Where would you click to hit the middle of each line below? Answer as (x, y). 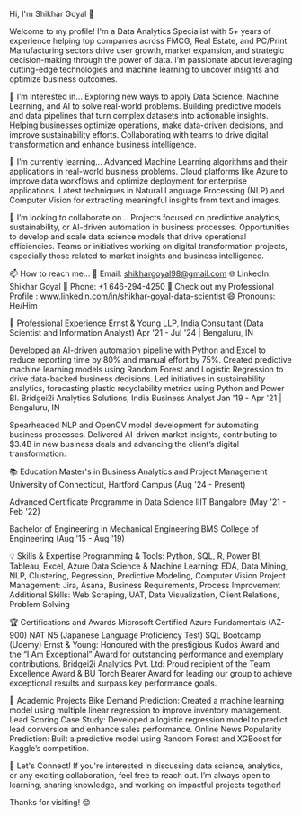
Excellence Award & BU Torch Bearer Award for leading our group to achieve (151, 673)
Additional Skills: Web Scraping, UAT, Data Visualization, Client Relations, (145, 595)
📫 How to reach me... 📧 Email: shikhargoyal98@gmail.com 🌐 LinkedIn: (140, 273)
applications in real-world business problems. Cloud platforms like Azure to (148, 171)
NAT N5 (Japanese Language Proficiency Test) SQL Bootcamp (145, 635)
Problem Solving (40, 604)
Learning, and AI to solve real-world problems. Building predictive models (146, 106)
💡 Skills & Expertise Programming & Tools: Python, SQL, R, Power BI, (136, 556)
